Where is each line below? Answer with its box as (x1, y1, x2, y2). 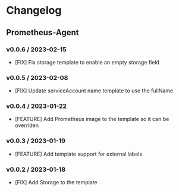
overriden (14, 122, 39, 129)
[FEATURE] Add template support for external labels (14, 150, 143, 157)
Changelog (6, 4, 62, 17)
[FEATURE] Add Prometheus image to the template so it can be (14, 116, 169, 123)
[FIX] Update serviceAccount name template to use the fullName (14, 87, 174, 94)
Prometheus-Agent (6, 27, 79, 38)
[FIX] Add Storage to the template (14, 179, 98, 186)
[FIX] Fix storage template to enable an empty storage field (14, 58, 159, 66)
